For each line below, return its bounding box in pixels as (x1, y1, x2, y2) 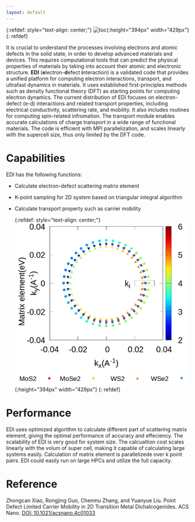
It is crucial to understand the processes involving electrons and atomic (6, 44, 178, 51)
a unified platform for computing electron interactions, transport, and (6, 75, 172, 82)
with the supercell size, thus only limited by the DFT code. (6, 131, 145, 138)
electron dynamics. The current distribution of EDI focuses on (6, 94, 155, 101)
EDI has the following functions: (6, 170, 83, 178)
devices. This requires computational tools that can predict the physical (6, 56, 178, 63)
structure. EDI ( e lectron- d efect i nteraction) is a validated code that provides (6, 69, 189, 76)
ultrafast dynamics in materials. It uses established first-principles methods (6, 81, 187, 88)
